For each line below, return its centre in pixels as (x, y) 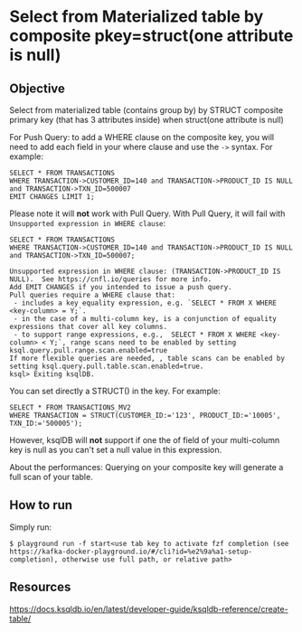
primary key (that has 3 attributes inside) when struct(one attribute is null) (147, 120)
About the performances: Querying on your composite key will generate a (146, 467)
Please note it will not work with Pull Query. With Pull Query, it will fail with (147, 213)
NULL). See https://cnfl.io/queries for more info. (111, 279)
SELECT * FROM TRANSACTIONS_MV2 (70, 408)
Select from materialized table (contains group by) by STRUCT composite (146, 110)
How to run (41, 505)
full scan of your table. (51, 477)
